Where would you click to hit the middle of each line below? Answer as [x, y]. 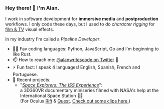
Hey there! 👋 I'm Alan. [32, 8]
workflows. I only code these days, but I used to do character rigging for [80, 24]
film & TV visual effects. [30, 29]
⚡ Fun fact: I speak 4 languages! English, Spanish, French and [76, 67]
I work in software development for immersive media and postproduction [82, 19]
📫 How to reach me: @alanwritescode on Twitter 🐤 [65, 60]
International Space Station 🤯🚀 [51, 96]
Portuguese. [25, 74]
